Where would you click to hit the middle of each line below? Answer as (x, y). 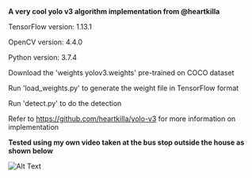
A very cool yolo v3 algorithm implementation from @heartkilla (114, 11)
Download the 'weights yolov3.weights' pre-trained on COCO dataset (121, 73)
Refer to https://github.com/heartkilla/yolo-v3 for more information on (122, 119)
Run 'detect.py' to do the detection (65, 103)
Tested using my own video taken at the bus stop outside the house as (126, 142)
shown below (31, 151)
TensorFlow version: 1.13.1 (50, 27)
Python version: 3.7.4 (43, 57)
